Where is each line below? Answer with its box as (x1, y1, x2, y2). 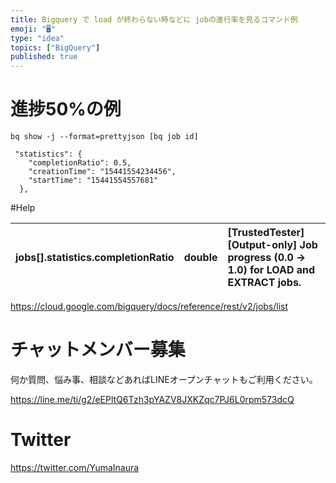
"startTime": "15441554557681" (28, 176, 159, 186)
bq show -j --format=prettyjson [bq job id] (10, 132, 199, 142)
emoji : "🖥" (10, 24, 57, 34)
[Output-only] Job (227, 238, 318, 252)
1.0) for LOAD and (227, 263, 316, 277)
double (183, 251, 218, 265)
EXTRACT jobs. (227, 276, 302, 290)
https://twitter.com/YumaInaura (10, 461, 140, 473)
